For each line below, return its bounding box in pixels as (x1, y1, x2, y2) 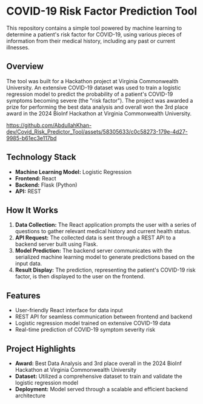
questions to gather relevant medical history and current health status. (15, 228, 191, 235)
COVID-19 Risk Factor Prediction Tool (6, 4, 198, 18)
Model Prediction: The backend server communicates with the (15, 247, 173, 255)
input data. (15, 260, 42, 267)
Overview (6, 61, 44, 72)
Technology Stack (6, 152, 76, 162)
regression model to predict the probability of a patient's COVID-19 (6, 90, 173, 98)
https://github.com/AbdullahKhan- (6, 122, 92, 129)
